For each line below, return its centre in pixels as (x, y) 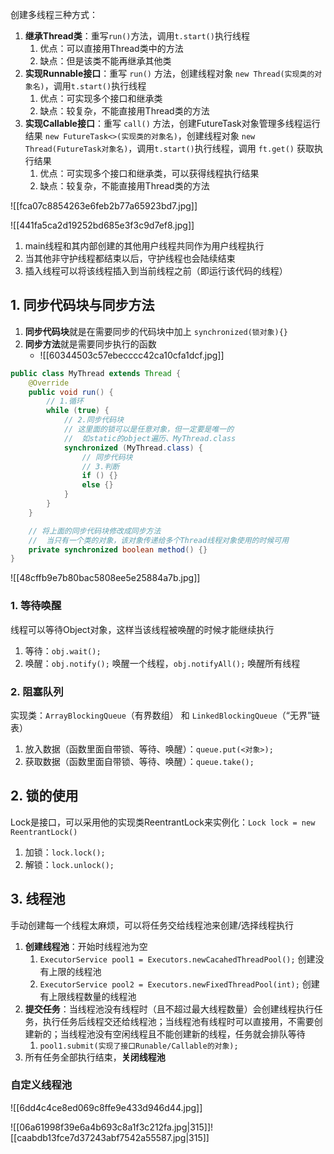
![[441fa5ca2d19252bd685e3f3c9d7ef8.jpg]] (102, 225)
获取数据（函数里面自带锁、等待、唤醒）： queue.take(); (139, 761)
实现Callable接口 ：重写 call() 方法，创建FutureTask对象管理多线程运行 (172, 123)
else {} (97, 485)
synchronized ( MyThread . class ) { (133, 448)
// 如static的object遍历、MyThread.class (150, 438)
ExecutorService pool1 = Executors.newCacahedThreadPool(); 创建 (177, 959)
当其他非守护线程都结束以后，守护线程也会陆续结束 (130, 258)
